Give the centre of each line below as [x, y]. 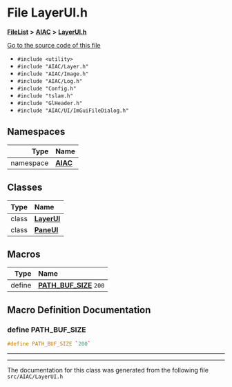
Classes [25, 188]
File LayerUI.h [48, 13]
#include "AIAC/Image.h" [53, 74]
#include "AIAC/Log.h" [50, 81]
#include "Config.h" [47, 88]
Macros [24, 254]
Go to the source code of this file [54, 45]
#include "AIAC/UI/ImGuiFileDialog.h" [73, 111]
